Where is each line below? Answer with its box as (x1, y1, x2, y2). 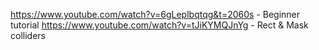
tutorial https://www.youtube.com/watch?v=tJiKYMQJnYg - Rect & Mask (10, 19, 309, 31)
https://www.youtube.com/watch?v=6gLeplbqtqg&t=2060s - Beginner (10, 9, 301, 20)
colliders (10, 30, 46, 41)
